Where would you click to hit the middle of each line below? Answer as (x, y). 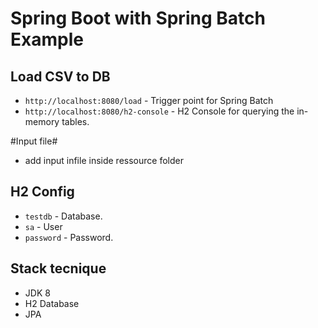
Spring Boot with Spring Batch (138, 18)
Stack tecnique (58, 268)
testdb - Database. (63, 216)
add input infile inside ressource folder (104, 160)
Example (47, 39)
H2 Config (42, 192)
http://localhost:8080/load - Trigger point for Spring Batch (149, 100)
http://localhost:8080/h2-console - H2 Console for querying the (159, 111)
